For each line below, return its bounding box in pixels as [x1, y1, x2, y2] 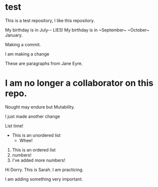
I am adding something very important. [5, 176, 83, 182]
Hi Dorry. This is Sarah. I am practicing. [5, 167, 84, 172]
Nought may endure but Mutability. [5, 104, 75, 110]
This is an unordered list [12, 132, 61, 138]
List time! [5, 123, 23, 129]
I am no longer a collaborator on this [5, 77, 154, 89]
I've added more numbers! [12, 157, 66, 163]
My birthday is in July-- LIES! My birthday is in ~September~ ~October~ [5, 27, 150, 33]
